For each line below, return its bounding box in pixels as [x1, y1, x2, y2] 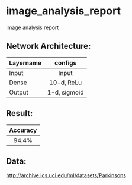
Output [9, 88, 28, 96]
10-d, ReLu [49, 79, 82, 87]
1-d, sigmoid [47, 88, 84, 96]
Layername [9, 58, 41, 67]
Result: [6, 108, 33, 118]
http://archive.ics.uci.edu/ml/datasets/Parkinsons [6, 172, 126, 179]
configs [54, 58, 77, 67]
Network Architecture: [6, 41, 91, 51]
